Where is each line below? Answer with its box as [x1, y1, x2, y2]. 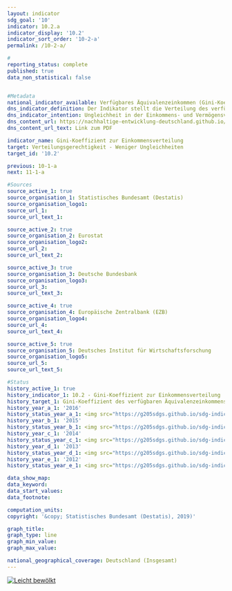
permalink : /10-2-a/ [7, 42, 67, 49]
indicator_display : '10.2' [7, 29, 85, 37]
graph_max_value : [7, 545, 57, 552]
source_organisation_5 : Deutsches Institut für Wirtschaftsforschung [7, 347, 212, 354]
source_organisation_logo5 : [7, 353, 88, 360]
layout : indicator [7, 10, 60, 17]
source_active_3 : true [7, 264, 72, 271]
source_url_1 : [7, 207, 48, 214]
